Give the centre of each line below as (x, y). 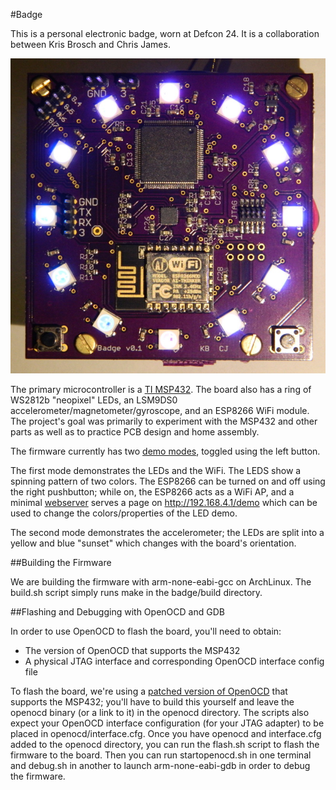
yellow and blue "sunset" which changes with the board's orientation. (153, 543)
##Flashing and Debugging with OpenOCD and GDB (117, 612)
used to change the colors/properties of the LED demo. (124, 513)
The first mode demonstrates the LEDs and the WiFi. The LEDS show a (156, 470)
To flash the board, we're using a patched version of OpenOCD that (149, 691)
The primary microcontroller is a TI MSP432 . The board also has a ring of (161, 389)
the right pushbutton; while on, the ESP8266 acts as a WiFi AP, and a (152, 492)
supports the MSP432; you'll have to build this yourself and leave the (152, 702)
